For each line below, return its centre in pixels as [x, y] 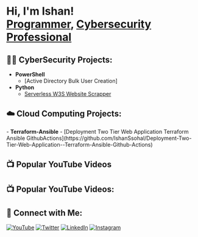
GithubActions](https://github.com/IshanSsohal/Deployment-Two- [109, 138]
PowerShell [30, 74]
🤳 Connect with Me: [44, 213]
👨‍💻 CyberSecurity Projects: [59, 60]
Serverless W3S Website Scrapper [68, 94]
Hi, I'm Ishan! [40, 11]
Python [25, 87]
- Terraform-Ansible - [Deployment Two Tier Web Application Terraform [97, 131]
